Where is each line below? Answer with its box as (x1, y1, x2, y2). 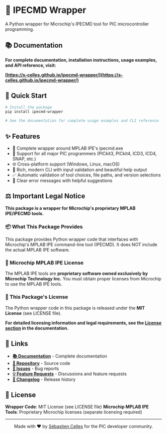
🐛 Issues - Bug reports (12, 365, 59, 371)
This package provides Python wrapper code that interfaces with (5, 236, 138, 243)
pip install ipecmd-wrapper (5, 109, 64, 114)
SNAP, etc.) (12, 156, 36, 162)
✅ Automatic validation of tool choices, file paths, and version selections (12, 172, 161, 178)
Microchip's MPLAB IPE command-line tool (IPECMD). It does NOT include (5, 242, 158, 248)
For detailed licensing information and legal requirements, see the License (5, 320, 162, 326)
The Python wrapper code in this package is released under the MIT (5, 305, 145, 311)
